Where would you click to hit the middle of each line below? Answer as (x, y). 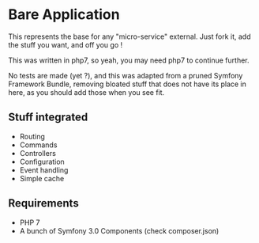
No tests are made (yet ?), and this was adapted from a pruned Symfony (126, 75)
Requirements (43, 203)
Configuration (42, 161)
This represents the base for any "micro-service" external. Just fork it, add (129, 36)
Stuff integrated (48, 118)
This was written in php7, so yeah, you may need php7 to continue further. (129, 60)
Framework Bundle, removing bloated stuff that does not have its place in (128, 84)
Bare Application (64, 15)
